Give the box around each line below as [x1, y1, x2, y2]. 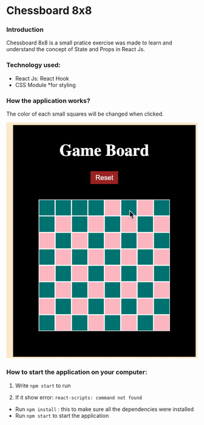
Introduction [6, 26, 44, 34]
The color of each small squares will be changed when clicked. [6, 110, 164, 118]
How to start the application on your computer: [6, 368, 148, 376]
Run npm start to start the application [15, 412, 109, 419]
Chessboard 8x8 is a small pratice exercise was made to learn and [6, 39, 172, 46]
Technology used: [6, 61, 61, 69]
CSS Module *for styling [15, 81, 76, 88]
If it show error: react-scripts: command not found [15, 393, 143, 401]
